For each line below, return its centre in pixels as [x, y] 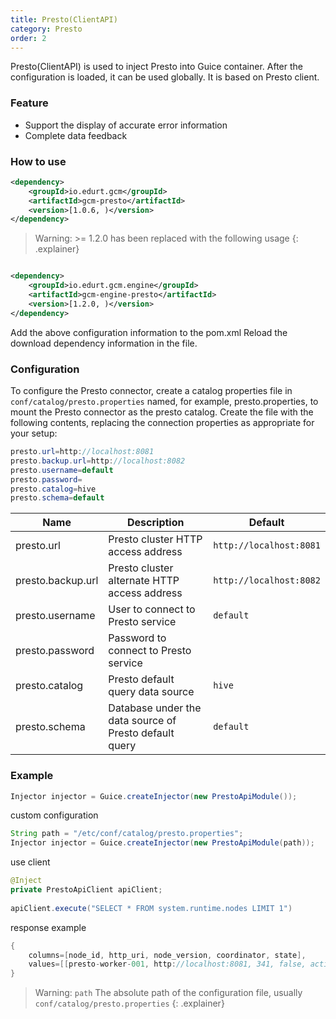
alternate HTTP [144, 581]
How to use [38, 161]
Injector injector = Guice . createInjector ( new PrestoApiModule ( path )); [162, 843]
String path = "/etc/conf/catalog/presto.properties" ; [127, 834]
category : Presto [46, 29]
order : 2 [28, 38]
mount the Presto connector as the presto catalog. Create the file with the [162, 412]
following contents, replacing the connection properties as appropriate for [162, 423]
